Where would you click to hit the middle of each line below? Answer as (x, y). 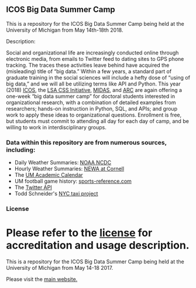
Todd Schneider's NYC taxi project (56, 194)
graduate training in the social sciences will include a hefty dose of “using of (98, 77)
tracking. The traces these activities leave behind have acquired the (88, 65)
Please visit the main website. (42, 279)
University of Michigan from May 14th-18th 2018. (65, 30)
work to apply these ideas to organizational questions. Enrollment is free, (94, 115)
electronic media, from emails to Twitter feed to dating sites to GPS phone (95, 59)
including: (21, 150)
